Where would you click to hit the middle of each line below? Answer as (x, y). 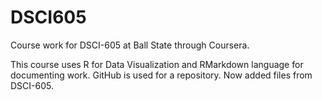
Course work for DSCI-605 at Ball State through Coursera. (130, 45)
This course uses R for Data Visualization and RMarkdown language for (157, 64)
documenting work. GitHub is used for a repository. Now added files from (161, 75)
